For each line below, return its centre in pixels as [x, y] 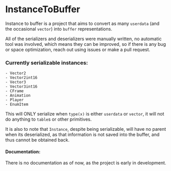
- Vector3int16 [21, 87]
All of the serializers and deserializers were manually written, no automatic [83, 39]
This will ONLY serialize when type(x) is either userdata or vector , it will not [85, 114]
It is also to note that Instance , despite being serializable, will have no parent [86, 129]
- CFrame [15, 91]
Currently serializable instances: [47, 63]
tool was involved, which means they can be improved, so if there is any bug [86, 44]
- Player [15, 100]
